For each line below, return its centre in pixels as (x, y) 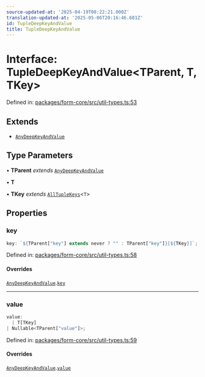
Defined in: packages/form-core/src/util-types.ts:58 (72, 255)
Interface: (32, 59)
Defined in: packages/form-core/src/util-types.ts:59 (72, 340)
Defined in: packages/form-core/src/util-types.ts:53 (72, 102)
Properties (27, 213)
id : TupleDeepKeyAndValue (39, 23)
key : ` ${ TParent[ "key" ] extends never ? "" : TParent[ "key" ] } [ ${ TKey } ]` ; (102, 243)
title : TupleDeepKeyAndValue (43, 29)
